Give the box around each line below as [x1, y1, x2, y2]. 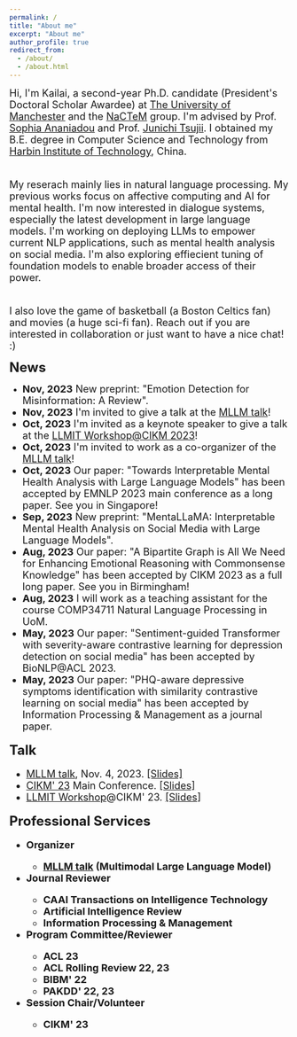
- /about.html [17, 63, 69, 72]
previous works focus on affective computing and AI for [9, 190, 270, 202]
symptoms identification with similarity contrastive [21, 684, 259, 698]
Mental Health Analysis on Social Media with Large [21, 522, 261, 534]
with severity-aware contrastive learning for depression [21, 638, 284, 651]
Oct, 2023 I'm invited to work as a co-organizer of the [21, 441, 277, 453]
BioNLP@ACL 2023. [21, 661, 117, 674]
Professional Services [9, 812, 151, 830]
